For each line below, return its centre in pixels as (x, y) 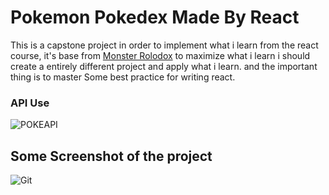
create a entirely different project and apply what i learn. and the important (164, 66)
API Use (30, 103)
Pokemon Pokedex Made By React (155, 17)
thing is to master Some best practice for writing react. (123, 77)
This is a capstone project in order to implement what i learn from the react (164, 45)
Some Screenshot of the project (111, 156)
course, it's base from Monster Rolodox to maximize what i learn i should (160, 55)
